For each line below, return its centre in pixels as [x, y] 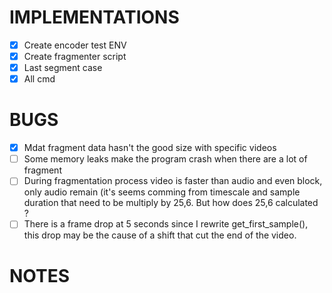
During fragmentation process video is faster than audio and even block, [173, 181]
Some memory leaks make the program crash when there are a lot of [165, 159]
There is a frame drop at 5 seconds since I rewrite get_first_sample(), [166, 224]
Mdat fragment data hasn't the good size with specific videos [150, 148]
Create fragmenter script [75, 56]
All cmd [39, 79]
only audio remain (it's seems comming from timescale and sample [162, 192]
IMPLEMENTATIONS [94, 17]
